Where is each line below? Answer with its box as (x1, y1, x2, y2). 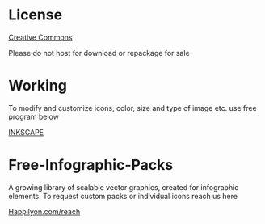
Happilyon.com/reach (8, 206, 81, 216)
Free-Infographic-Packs (8, 156, 174, 175)
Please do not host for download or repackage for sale (8, 48, 190, 57)
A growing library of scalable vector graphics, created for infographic (8, 182, 239, 192)
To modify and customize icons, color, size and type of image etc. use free (8, 103, 257, 112)
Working (8, 77, 67, 95)
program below (8, 112, 59, 121)
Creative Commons (8, 32, 73, 42)
